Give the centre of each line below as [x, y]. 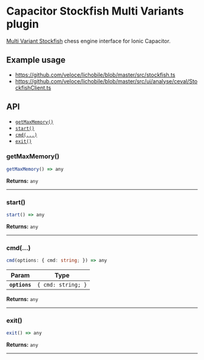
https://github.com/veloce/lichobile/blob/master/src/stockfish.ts [95, 75]
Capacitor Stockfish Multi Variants [95, 11]
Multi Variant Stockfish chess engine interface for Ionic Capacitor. [89, 41]
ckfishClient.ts [33, 88]
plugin [23, 24]
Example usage [36, 60]
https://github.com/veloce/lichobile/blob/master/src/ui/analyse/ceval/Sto [106, 81]
